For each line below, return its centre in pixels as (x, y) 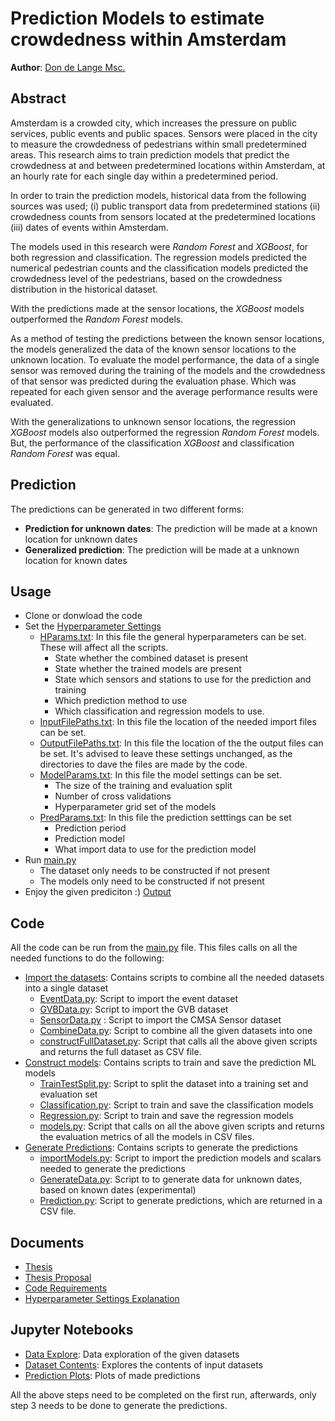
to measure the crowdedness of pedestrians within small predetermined (158, 144)
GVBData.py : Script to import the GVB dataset (134, 1009)
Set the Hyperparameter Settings (93, 626)
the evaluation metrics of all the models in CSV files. (147, 1137)
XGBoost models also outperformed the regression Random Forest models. (165, 432)
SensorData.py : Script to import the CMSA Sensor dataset (160, 1020)
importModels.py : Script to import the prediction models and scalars (180, 1158)
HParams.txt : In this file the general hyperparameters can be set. (173, 637)
